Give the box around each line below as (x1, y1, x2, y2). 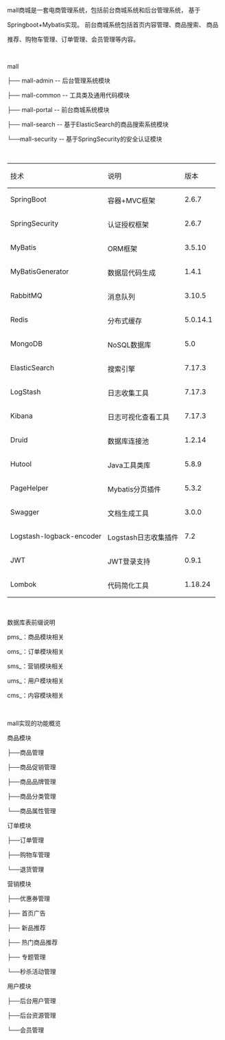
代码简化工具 (107, 581, 150, 590)
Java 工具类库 (107, 461, 151, 469)
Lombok (10, 579, 37, 589)
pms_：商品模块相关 (7, 633, 64, 641)
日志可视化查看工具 (107, 412, 170, 421)
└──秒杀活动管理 (7, 968, 56, 975)
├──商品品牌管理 (7, 777, 56, 786)
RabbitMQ (10, 291, 43, 300)
